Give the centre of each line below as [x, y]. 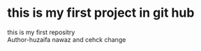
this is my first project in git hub [101, 13]
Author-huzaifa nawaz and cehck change [67, 39]
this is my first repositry [41, 32]
